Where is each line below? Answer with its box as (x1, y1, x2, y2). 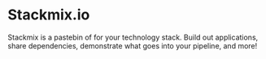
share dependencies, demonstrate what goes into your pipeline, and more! (7, 40, 258, 50)
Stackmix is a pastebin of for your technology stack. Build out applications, (7, 32, 259, 42)
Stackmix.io (7, 6, 90, 24)
